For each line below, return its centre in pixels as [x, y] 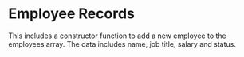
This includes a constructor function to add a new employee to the [118, 36]
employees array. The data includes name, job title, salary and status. [122, 44]
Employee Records [72, 14]
